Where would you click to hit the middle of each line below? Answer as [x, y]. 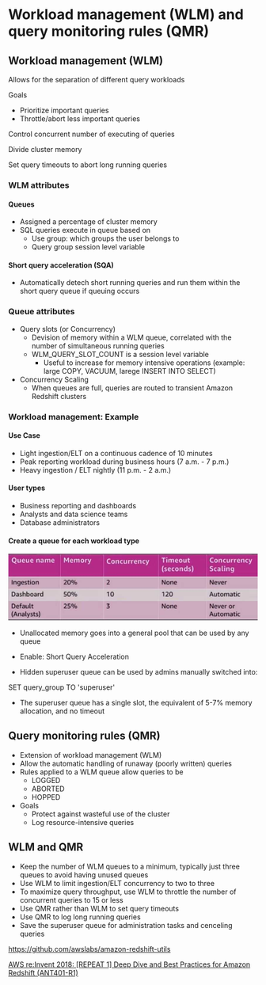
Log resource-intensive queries [83, 822]
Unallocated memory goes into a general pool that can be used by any [134, 633]
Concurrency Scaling [54, 379]
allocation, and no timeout [62, 711]
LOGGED [46, 780]
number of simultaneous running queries [98, 345]
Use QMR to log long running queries [80, 917]
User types [27, 488]
